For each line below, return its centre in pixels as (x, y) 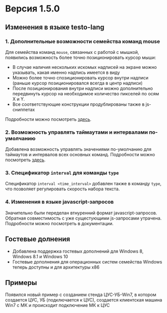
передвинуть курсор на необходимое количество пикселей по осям (86, 93)
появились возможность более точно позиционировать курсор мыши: (81, 57)
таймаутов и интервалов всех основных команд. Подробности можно (80, 155)
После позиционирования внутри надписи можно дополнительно (83, 88)
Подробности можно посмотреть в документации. (59, 223)
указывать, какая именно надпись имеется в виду (66, 72)
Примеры (21, 283)
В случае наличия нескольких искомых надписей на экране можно (84, 67)
